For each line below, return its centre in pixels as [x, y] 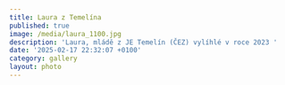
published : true [39, 26]
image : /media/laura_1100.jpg [66, 34]
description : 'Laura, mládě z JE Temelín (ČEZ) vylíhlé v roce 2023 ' [143, 42]
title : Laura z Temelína [55, 17]
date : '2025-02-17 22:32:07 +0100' [75, 50]
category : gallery [43, 58]
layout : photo [36, 67]
